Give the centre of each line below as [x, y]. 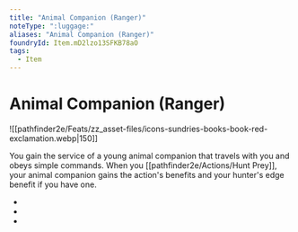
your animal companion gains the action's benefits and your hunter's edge [147, 174]
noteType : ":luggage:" [52, 26]
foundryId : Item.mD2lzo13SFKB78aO [74, 43]
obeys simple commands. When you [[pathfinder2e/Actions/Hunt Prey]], [143, 165]
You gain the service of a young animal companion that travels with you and [149, 156]
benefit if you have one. [53, 184]
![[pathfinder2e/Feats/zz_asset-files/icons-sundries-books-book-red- [139, 129]
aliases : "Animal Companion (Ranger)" [82, 34]
